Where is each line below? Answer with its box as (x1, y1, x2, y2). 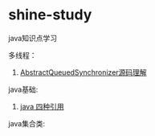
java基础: (8, 84, 39, 94)
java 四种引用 (19, 101, 64, 111)
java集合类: (8, 118, 46, 128)
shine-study (8, 6, 92, 24)
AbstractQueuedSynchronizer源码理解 (19, 67, 147, 77)
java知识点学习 (8, 33, 58, 43)
